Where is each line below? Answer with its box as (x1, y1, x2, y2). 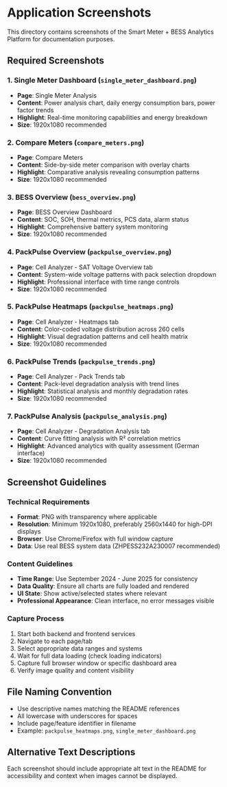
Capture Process (7, 614, 64, 624)
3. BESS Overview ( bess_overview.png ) (7, 192, 136, 202)
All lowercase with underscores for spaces (16, 711, 138, 720)
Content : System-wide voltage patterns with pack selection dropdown (16, 270, 217, 278)
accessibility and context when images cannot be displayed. (7, 772, 178, 780)
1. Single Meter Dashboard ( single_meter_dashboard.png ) (7, 76, 197, 85)
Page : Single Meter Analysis (16, 91, 97, 99)
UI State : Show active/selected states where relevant (16, 589, 167, 598)
